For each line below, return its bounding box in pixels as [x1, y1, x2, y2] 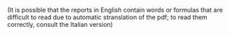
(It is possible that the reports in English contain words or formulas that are [7, 6, 223, 14]
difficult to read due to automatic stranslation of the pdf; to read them [7, 13, 208, 21]
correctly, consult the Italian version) [7, 21, 114, 28]
